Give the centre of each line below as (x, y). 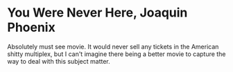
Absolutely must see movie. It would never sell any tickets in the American (113, 46)
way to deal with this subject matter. (59, 61)
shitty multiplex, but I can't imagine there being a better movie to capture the (116, 54)
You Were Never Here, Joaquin (97, 13)
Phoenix (31, 27)
